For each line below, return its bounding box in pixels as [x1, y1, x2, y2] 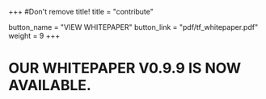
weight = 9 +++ [8, 31, 61, 40]
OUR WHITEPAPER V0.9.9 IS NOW [8, 60, 242, 77]
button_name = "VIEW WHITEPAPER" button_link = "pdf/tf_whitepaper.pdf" [8, 23, 259, 31]
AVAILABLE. [8, 76, 91, 95]
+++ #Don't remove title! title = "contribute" [8, 7, 154, 16]
